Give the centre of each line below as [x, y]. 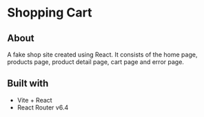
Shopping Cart [50, 13]
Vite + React [35, 100]
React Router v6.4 [43, 107]
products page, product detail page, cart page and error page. [96, 62]
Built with [28, 84]
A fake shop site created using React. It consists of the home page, [102, 54]
